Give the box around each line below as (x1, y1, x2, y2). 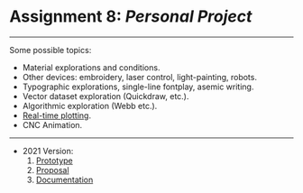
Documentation (35, 174, 94, 185)
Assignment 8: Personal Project (9, 6, 252, 27)
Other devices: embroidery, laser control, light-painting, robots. (22, 71, 257, 82)
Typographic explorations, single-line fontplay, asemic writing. (22, 81, 254, 92)
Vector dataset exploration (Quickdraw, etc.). (22, 90, 189, 101)
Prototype (35, 155, 74, 166)
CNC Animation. (22, 119, 83, 130)
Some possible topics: (9, 44, 92, 55)
